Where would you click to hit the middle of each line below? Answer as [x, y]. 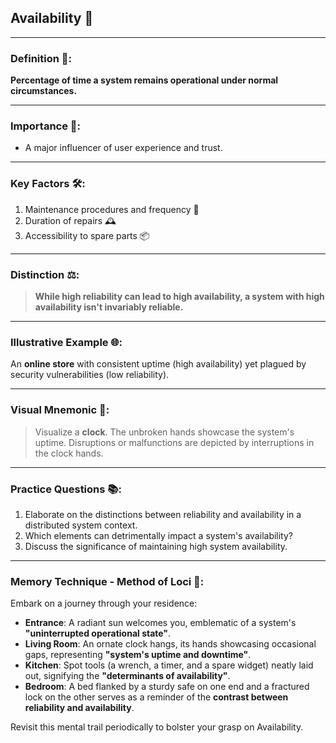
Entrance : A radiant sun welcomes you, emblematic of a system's [160, 623]
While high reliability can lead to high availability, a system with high [179, 296]
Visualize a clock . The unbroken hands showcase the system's [164, 432]
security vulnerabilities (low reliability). [90, 375]
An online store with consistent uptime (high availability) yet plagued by [158, 364]
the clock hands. [69, 453]
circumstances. [44, 91]
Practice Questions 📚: [66, 489]
